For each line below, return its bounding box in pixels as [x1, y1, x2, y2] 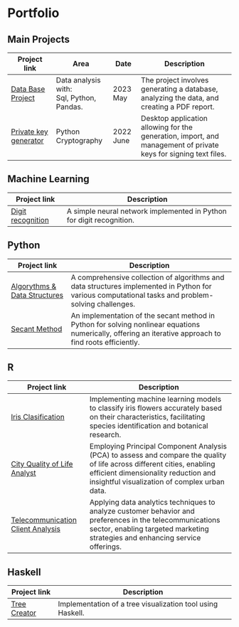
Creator [11, 608, 37, 618]
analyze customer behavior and [89, 506, 196, 516]
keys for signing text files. [141, 149, 227, 159]
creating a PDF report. [141, 102, 215, 112]
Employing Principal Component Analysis [89, 441, 228, 451]
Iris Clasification [11, 412, 65, 422]
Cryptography [55, 136, 103, 145]
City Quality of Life [11, 459, 73, 469]
